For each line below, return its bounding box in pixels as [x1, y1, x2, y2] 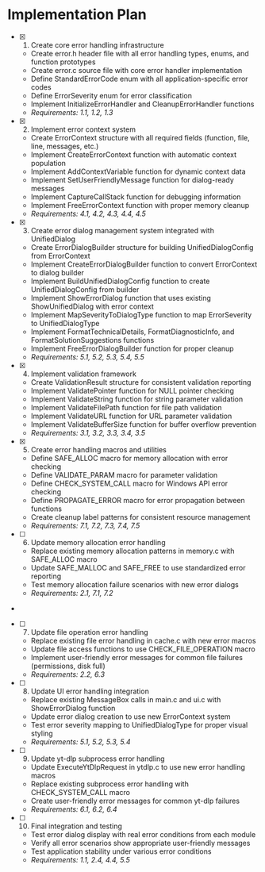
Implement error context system [30, 125, 136, 134]
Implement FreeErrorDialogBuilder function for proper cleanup [30, 344, 235, 353]
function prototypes [30, 57, 96, 67]
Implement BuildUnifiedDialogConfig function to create [30, 276, 210, 286]
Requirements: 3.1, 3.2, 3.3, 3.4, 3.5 [30, 428, 146, 437]
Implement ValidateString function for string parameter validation [30, 394, 244, 404]
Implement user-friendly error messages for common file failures [30, 652, 244, 662]
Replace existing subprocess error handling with [30, 779, 190, 789]
